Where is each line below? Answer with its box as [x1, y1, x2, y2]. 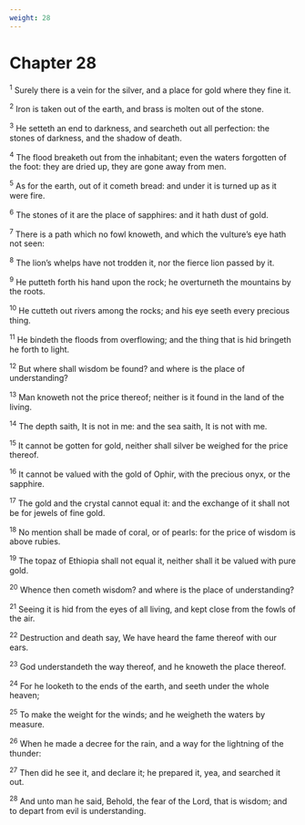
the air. [9, 613, 36, 624]
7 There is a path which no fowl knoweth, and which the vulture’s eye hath [9, 227, 287, 240]
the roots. [9, 286, 46, 297]
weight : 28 [9, 13, 51, 23]
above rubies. [9, 536, 61, 547]
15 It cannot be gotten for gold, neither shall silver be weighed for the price [9, 438, 289, 451]
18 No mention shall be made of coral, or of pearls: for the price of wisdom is [9, 525, 296, 538]
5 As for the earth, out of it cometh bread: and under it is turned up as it [9, 179, 278, 191]
